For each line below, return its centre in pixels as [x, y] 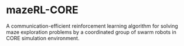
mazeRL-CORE [42, 10]
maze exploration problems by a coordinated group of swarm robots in [91, 32]
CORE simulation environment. [43, 38]
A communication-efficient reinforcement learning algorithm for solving [92, 26]
